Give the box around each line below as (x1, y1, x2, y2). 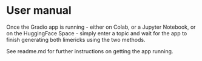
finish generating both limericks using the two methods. (6, 36, 146, 43)
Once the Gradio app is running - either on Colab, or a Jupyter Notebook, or (6, 23, 196, 30)
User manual (6, 4, 72, 17)
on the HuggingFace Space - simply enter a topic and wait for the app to (6, 29, 187, 36)
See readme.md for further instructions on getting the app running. (6, 47, 173, 54)
